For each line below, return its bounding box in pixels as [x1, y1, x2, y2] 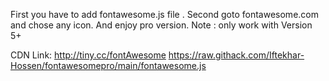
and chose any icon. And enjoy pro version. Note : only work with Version [10, 19, 313, 31]
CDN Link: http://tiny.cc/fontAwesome [10, 49, 167, 61]
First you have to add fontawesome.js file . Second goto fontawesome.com [10, 9, 319, 20]
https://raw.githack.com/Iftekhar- [168, 49, 305, 61]
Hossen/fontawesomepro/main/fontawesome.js [10, 60, 207, 71]
